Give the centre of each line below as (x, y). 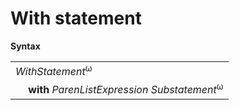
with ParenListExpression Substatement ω (126, 89)
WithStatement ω (54, 70)
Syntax (25, 46)
